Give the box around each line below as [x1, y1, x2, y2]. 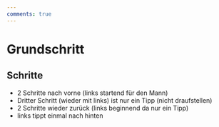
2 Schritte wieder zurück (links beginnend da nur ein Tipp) [16, 103, 189, 112]
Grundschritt [6, 41, 85, 57]
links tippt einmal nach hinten [16, 111, 103, 120]
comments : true [6, 10, 52, 18]
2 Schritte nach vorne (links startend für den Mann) [16, 88, 168, 97]
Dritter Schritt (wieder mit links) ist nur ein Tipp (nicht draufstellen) [16, 96, 213, 104]
